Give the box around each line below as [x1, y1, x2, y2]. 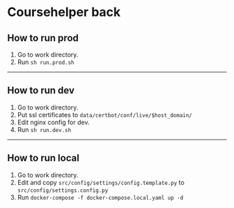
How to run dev [7, 84, 75, 96]
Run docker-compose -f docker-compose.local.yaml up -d [17, 193, 184, 201]
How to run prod [7, 32, 79, 44]
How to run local [7, 152, 80, 164]
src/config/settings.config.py [17, 186, 109, 194]
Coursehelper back [7, 4, 121, 20]
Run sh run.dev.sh [17, 125, 72, 133]
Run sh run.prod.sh [17, 58, 75, 66]
